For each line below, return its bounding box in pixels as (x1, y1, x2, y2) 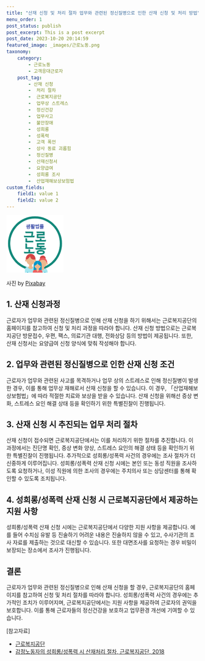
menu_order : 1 (6, 16, 43, 23)
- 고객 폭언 (28, 139, 56, 145)
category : (17, 55, 43, 61)
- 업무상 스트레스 (28, 100, 69, 107)
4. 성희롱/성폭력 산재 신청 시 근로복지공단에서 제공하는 (6, 494, 198, 505)
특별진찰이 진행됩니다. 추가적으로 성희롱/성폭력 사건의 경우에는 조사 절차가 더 (12, 452, 196, 459)
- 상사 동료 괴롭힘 (28, 146, 71, 152)
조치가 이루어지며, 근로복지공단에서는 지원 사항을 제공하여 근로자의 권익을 (22, 599, 197, 606)
